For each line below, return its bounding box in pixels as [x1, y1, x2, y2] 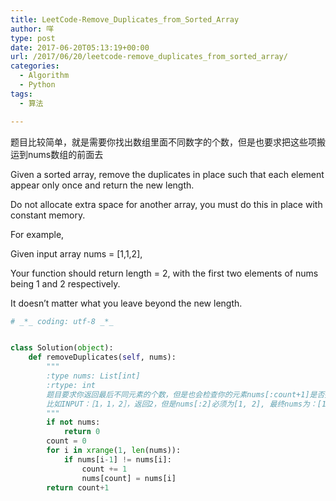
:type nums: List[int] [46, 371, 141, 381]
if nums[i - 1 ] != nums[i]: [63, 454, 172, 465]
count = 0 [46, 436, 87, 446]
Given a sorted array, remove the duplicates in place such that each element [10, 168, 325, 180]
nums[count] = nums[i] [81, 473, 177, 483]
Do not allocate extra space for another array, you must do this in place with [10, 198, 323, 210]
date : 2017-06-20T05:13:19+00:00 [10, 42, 150, 53]
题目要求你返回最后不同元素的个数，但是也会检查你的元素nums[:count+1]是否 [46, 389, 325, 400]
